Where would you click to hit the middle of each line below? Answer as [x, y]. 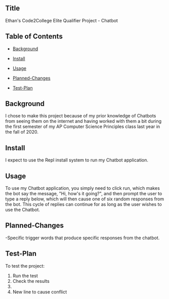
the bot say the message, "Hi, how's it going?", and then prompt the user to [84, 194]
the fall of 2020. [22, 132]
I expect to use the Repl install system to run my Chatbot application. [77, 160]
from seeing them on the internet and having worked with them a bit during [83, 121]
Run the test [25, 276]
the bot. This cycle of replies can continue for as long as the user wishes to [83, 204]
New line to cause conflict [40, 292]
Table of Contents [34, 37]
